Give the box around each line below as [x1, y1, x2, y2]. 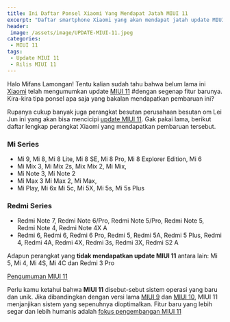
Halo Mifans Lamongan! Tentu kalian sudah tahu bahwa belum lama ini [7, 79, 206, 88]
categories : [7, 36, 41, 42]
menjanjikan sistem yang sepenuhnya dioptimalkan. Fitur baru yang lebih [7, 300, 213, 308]
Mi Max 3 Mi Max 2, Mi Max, [16, 176, 97, 185]
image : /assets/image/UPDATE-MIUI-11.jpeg [10, 29, 133, 36]
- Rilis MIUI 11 [10, 61, 57, 68]
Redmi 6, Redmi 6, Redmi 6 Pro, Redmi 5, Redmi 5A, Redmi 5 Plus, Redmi [16, 231, 222, 240]
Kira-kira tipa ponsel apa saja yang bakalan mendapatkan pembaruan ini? [7, 94, 214, 103]
